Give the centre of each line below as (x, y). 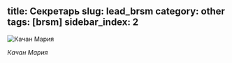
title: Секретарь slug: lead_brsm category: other (116, 11)
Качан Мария (28, 52)
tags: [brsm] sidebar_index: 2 (73, 22)
